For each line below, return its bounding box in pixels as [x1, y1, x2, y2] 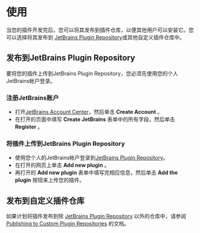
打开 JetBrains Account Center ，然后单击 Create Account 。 [14, 108, 163, 116]
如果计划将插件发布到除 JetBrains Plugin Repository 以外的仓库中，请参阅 [6, 213, 186, 220]
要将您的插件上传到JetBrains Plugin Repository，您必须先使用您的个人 [6, 70, 179, 77]
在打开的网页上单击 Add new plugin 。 [14, 161, 110, 169]
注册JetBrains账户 [6, 94, 60, 102]
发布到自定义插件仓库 [6, 195, 85, 206]
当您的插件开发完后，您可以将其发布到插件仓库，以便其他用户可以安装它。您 [6, 26, 194, 33]
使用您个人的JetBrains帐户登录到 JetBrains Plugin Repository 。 [14, 154, 168, 161]
